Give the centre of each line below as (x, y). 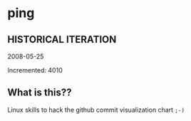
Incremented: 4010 (35, 70)
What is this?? (40, 93)
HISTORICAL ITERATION (62, 40)
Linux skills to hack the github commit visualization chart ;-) (96, 110)
